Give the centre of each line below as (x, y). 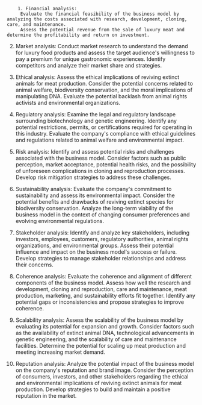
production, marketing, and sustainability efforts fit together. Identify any (106, 296)
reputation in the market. (46, 396)
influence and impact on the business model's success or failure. (96, 252)
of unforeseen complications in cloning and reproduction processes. (100, 171)
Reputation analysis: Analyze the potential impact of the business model (105, 364)
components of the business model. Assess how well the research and (103, 283)
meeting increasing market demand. (60, 352)
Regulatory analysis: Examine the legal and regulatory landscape (96, 114)
